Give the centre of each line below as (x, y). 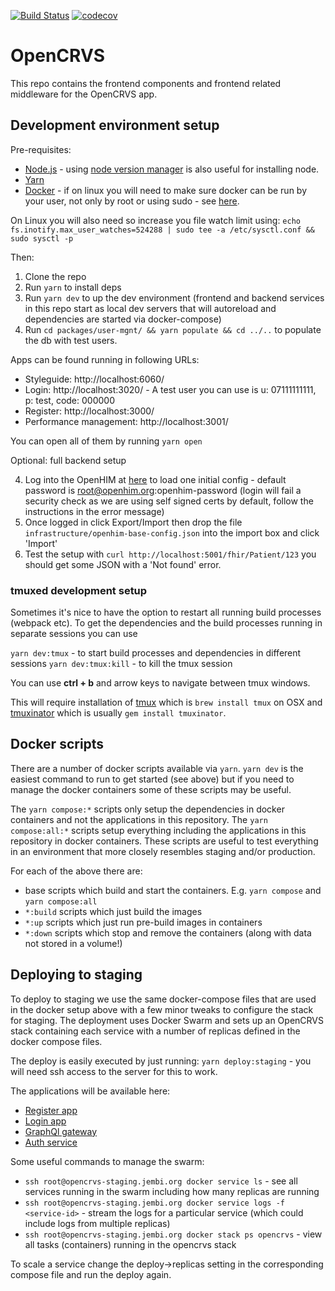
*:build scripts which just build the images (113, 911)
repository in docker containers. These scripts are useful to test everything (164, 841)
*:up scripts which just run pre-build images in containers (143, 922)
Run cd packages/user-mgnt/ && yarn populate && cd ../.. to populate (173, 329)
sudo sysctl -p (42, 238)
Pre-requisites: (41, 149)
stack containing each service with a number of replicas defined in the (155, 1031)
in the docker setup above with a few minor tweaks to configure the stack (162, 1009)
